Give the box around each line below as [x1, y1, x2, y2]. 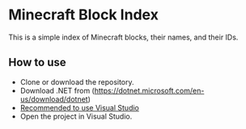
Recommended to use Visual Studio [19, 102, 140, 112]
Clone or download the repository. [19, 77, 135, 86]
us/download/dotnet [19, 94, 88, 104]
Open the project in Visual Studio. [19, 111, 133, 121]
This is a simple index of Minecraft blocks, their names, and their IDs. [8, 32, 239, 42]
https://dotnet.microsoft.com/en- [94, 85, 205, 95]
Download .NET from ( [19, 85, 95, 95]
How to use [8, 56, 66, 69]
